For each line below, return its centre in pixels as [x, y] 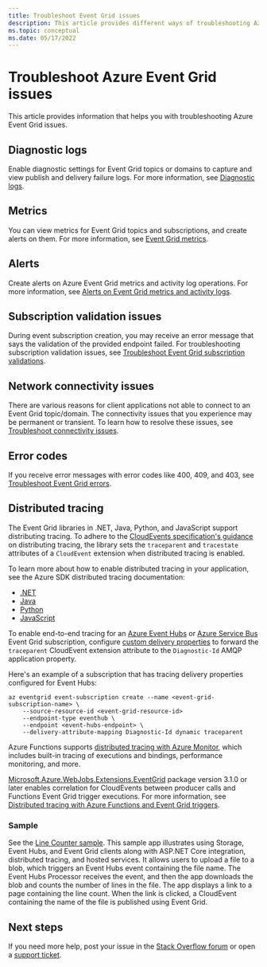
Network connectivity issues [81, 386]
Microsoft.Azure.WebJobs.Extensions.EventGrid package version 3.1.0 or [128, 779]
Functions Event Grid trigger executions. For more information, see [117, 796]
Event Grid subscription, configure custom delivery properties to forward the [133, 642]
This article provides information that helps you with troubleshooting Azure [131, 116]
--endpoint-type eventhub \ [69, 718]
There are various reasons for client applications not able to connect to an [129, 405]
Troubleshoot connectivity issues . [64, 430]
